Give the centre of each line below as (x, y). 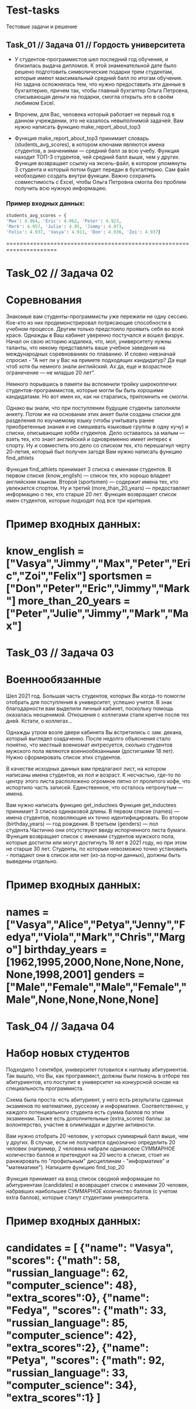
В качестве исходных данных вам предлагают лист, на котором (86, 769)
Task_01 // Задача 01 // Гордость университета (96, 45)
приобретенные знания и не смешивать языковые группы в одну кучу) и (97, 426)
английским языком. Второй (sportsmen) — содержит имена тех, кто (92, 481)
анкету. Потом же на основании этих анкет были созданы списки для (93, 414)
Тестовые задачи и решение (42, 26)
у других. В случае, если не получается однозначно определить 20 (91, 1142)
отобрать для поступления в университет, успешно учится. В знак (89, 702)
